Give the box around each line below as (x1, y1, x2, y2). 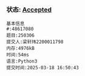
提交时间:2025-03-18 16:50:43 (6, 65, 79, 71)
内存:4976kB (6, 46, 35, 52)
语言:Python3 (6, 58, 38, 64)
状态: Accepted (6, 5, 52, 13)
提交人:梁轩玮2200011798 (6, 39, 64, 45)
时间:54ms (6, 52, 29, 58)
